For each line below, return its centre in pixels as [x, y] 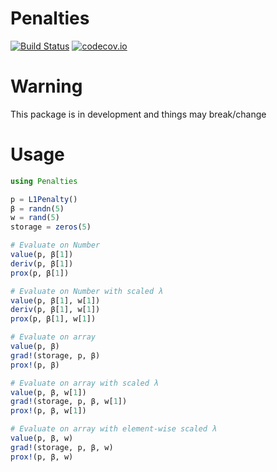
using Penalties [44, 181]
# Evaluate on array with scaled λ [84, 383]
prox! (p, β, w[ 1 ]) [48, 411]
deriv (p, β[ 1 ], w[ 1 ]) [55, 310]
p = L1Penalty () [44, 199]
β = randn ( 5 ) [37, 208]
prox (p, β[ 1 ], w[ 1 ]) [53, 319]
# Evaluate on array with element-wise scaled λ [113, 429]
